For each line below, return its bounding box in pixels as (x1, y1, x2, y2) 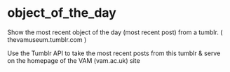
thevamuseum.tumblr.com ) (7, 35, 87, 43)
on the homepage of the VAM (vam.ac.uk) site (7, 56, 140, 64)
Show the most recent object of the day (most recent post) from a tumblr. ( (7, 28, 223, 36)
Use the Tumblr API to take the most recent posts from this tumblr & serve (7, 49, 221, 57)
